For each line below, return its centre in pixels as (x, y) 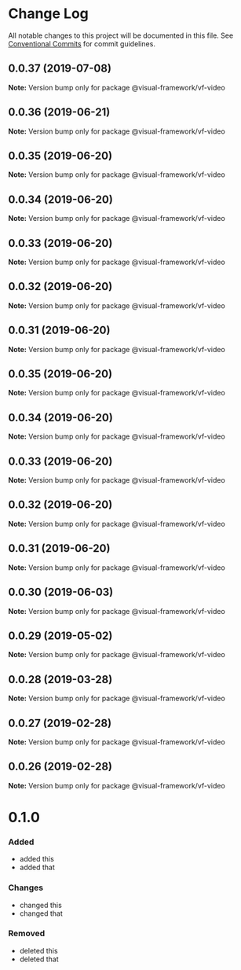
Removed (27, 934)
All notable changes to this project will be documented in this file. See (121, 35)
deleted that (39, 959)
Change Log (48, 14)
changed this (41, 905)
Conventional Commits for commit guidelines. (82, 43)
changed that (41, 913)
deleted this (38, 950)
